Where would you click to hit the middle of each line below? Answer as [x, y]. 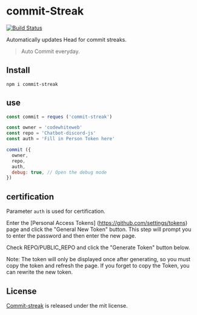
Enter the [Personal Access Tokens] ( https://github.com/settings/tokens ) [97, 223]
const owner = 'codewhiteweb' [45, 128]
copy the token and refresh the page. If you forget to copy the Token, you [98, 266]
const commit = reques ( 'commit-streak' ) [59, 117]
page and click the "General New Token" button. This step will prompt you [99, 229]
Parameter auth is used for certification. [56, 211]
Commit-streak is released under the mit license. [67, 305]
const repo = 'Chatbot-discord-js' [51, 133]
